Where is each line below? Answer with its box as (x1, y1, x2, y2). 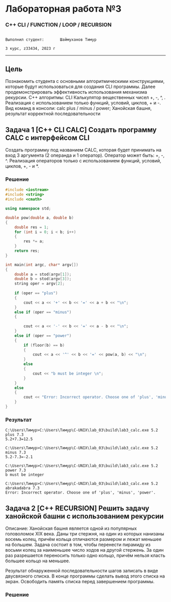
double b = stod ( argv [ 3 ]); (14, 276, 72, 281)
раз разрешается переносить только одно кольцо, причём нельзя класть (5, 553, 165, 559)
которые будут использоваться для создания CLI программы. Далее (5, 83, 156, 90)
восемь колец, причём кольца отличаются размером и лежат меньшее (5, 536, 162, 542)
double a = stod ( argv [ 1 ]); (14, 272, 72, 277)
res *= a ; (23, 239, 44, 244)
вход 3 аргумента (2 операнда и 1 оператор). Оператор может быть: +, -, (5, 152, 165, 158)
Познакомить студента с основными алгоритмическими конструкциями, (5, 78, 165, 84)
